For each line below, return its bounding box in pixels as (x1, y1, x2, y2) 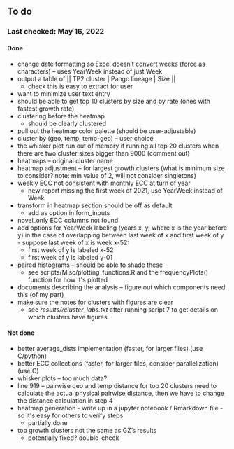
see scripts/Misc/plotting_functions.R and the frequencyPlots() (27, 268, 208, 276)
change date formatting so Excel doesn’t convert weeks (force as (17, 60, 206, 68)
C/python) (17, 352, 47, 360)
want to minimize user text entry (17, 89, 110, 97)
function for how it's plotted (27, 275, 108, 284)
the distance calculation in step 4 (17, 396, 113, 405)
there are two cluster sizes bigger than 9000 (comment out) (17, 148, 190, 157)
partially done (27, 418, 68, 427)
